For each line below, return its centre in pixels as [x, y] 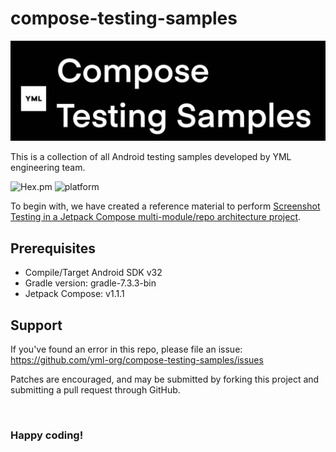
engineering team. [48, 168]
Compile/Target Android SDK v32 [93, 273]
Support [36, 325]
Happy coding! [47, 435]
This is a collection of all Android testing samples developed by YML [151, 157]
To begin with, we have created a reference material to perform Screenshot [165, 206]
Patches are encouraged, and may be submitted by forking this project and [165, 379]
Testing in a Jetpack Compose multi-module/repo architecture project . [156, 217]
